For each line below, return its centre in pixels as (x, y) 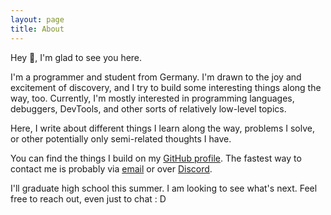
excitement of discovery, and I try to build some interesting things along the (166, 87)
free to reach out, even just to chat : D (88, 198)
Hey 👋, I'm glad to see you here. (76, 57)
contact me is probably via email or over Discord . (111, 168)
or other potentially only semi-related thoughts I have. (121, 138)
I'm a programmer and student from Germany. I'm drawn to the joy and (156, 77)
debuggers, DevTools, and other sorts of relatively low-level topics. (148, 108)
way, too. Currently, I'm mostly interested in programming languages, (152, 98)
